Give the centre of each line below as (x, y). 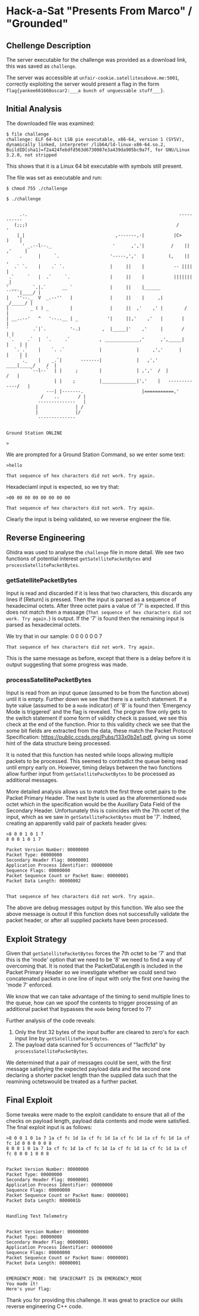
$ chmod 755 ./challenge (37, 189)
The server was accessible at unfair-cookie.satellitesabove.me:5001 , (93, 78)
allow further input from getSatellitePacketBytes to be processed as (91, 774)
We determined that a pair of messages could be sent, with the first (89, 1063)
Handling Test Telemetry (37, 1216)
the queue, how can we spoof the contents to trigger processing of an (92, 1003)
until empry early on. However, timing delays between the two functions (94, 768)
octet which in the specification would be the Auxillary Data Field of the (94, 805)
